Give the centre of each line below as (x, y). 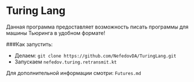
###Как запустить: (30, 44)
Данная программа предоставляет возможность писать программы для (97, 27)
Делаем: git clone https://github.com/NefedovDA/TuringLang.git (95, 55)
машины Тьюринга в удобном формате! (56, 33)
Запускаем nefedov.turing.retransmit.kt (65, 62)
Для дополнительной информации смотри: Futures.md (74, 73)
